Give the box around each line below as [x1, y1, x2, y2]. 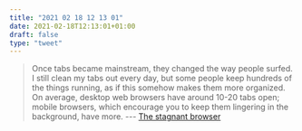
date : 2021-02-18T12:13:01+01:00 [9, 22, 136, 31]
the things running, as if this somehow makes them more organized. [31, 82, 286, 93]
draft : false [9, 30, 59, 39]
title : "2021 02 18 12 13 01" [9, 13, 124, 23]
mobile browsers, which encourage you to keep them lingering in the [31, 101, 288, 113]
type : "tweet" [9, 38, 63, 48]
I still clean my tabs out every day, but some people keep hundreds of [31, 73, 293, 84]
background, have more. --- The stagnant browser [31, 111, 221, 122]
